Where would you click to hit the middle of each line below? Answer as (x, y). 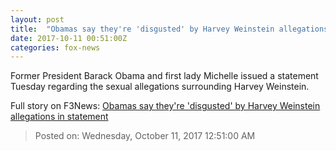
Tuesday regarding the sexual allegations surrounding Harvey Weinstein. (160, 87)
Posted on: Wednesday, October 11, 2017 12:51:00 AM (145, 136)
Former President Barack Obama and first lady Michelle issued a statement (164, 76)
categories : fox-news (55, 47)
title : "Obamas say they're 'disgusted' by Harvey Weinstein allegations (169, 29)
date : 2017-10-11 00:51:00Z (69, 38)
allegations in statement (59, 117)
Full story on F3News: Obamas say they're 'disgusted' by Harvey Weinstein (165, 106)
